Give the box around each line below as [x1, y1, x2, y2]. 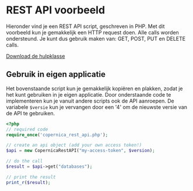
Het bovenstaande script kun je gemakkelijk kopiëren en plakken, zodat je [6, 85, 183, 92]
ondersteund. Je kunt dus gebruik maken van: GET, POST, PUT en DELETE [6, 35, 185, 42]
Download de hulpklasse [6, 52, 65, 59]
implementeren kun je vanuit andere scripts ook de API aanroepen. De [6, 97, 175, 104]
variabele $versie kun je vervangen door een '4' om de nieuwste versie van [6, 103, 188, 111]
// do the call [6, 158, 43, 164]
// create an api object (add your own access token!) [6, 142, 142, 148]
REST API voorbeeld [6, 3, 106, 17]
